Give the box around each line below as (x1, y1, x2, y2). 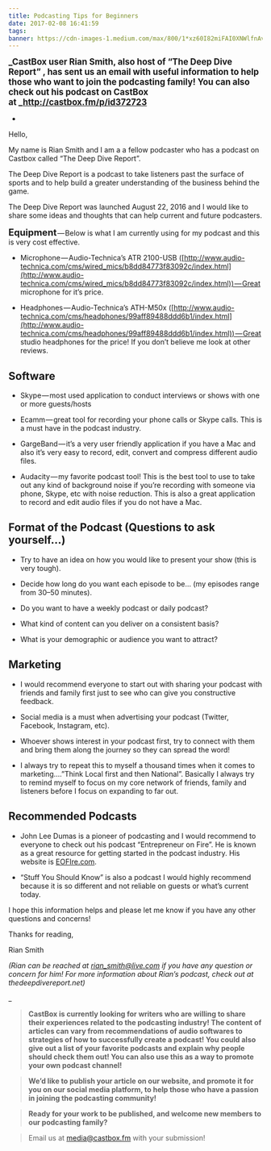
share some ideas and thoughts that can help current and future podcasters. (8, 211, 262, 220)
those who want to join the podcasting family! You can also (8, 77, 250, 88)
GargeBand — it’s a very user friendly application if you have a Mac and (19, 439, 256, 448)
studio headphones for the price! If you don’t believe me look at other (19, 337, 251, 347)
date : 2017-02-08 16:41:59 (8, 19, 99, 27)
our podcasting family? (27, 1117, 108, 1127)
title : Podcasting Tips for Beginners (8, 11, 139, 20)
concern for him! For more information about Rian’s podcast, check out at (8, 969, 254, 978)
